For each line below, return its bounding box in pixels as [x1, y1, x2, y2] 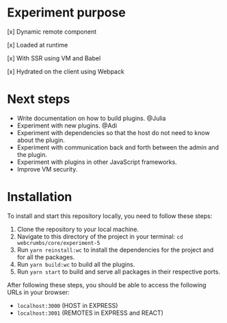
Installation [7, 189, 72, 205]
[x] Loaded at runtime [7, 40, 68, 49]
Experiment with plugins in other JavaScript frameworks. [16, 158, 178, 166]
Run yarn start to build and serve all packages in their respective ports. [16, 267, 221, 276]
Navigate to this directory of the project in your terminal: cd [16, 232, 183, 241]
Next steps [7, 91, 70, 107]
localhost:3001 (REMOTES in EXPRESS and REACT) [16, 309, 164, 317]
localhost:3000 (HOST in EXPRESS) [16, 301, 118, 309]
